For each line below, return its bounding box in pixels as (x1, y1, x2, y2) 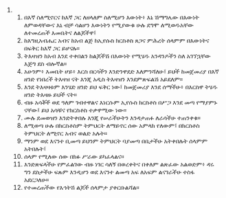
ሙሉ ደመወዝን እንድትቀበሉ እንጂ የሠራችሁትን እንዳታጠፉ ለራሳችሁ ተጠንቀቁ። (23, 113, 201, 122)
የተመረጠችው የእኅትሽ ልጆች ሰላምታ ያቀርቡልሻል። (23, 184, 139, 191)
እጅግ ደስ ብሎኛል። (23, 60, 67, 67)
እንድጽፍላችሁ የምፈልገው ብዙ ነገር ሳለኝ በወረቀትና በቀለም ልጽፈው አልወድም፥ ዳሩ (23, 160, 214, 168)
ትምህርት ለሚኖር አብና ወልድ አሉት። (23, 129, 108, 137)
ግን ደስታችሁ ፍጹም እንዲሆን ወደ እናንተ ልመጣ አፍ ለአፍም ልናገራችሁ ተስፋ (23, 168, 195, 176)
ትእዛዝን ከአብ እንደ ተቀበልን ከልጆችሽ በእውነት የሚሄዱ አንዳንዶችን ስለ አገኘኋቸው (23, 52, 211, 60)
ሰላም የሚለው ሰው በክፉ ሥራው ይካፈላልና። (23, 153, 124, 160)
